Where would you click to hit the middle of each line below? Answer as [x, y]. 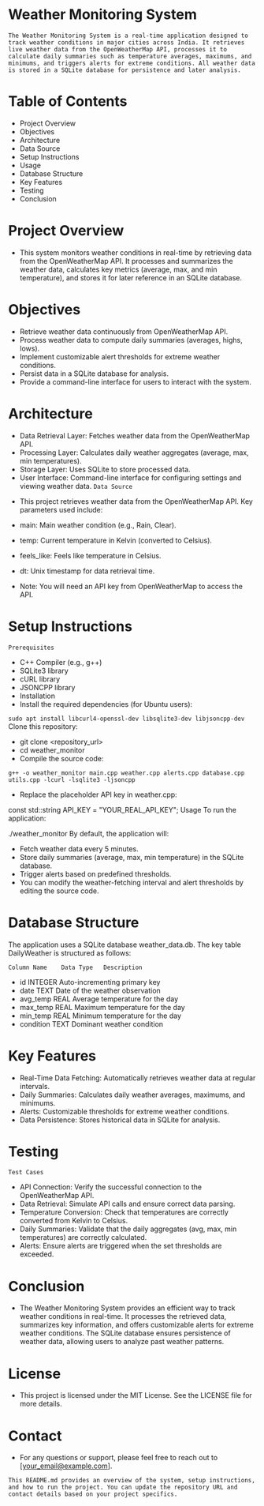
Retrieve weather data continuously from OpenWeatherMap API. [124, 331]
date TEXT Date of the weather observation [90, 990]
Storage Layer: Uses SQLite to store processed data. [105, 469]
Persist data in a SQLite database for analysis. [94, 374]
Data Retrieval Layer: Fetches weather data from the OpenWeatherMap [135, 435]
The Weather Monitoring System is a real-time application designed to [128, 36]
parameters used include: [61, 509]
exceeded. [37, 1254]
